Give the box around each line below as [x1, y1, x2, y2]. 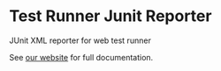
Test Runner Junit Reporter [9, 6, 212, 26]
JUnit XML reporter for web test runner [9, 35, 152, 46]
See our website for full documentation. [9, 52, 154, 62]
